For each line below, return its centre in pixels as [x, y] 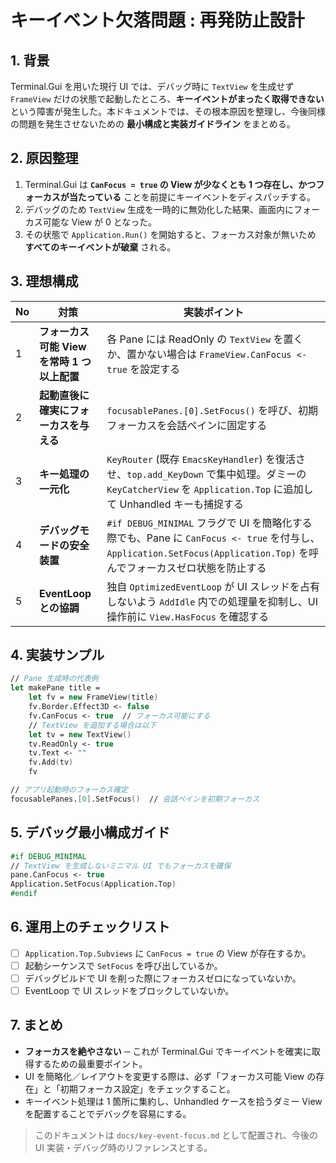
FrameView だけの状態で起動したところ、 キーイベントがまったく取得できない [167, 99]
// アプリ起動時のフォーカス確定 [69, 790]
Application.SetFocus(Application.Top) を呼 [213, 553]
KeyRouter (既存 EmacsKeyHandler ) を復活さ [206, 459]
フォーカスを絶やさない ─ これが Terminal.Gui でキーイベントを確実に [168, 1051]
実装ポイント [214, 312]
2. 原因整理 [44, 158]
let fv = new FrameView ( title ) [93, 697]
